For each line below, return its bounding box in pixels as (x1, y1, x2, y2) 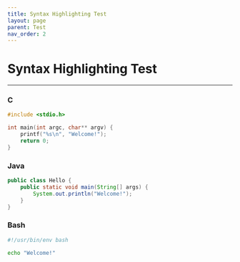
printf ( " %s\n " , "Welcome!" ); (20, 131, 107, 138)
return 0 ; (20, 137, 50, 145)
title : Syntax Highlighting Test (7, 10, 107, 18)
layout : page (7, 17, 46, 24)
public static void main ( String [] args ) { (20, 184, 149, 191)
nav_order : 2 (7, 30, 46, 38)
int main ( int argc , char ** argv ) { (7, 124, 114, 132)
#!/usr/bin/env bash (7, 236, 69, 243)
